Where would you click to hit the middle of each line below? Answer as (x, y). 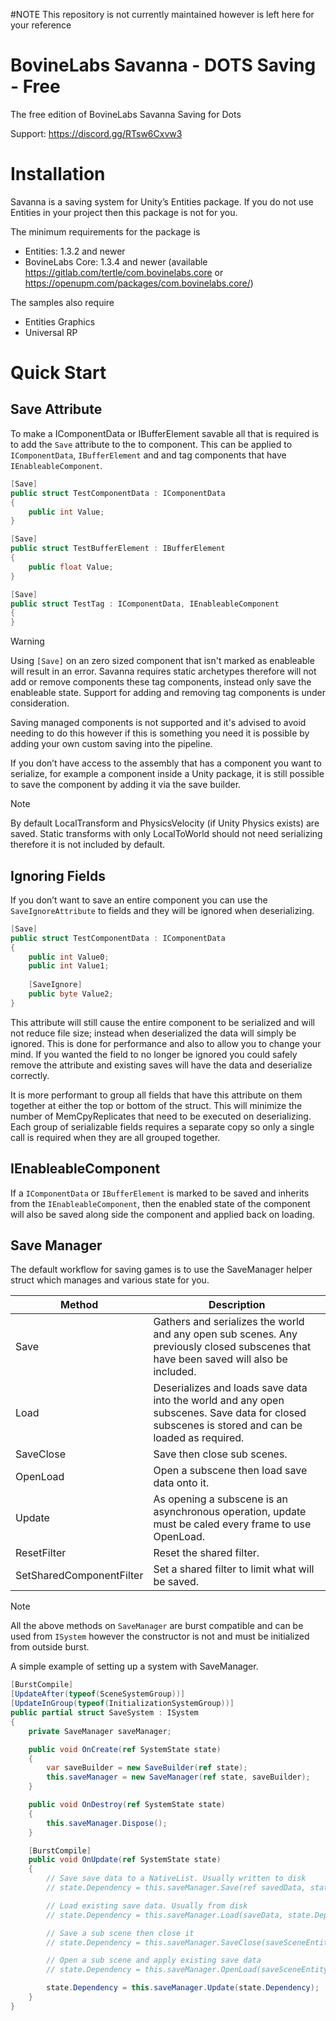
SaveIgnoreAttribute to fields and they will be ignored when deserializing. (162, 910)
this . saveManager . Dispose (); (107, 1823)
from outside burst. (50, 1647)
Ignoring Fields (58, 875)
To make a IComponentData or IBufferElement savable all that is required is (165, 433)
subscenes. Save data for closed (230, 1413)
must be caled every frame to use (232, 1524)
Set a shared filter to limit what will (234, 1569)
